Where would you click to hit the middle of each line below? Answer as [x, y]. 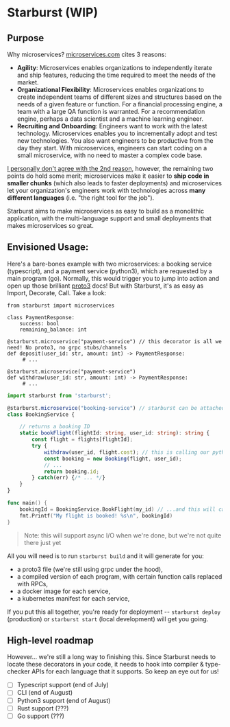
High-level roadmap [50, 640]
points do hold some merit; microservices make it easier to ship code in [108, 176]
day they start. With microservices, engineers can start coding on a [112, 148]
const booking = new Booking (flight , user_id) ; [113, 459]
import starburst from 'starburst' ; [59, 395]
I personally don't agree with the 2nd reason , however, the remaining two [110, 169]
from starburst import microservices [61, 305]
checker [19, 671]
